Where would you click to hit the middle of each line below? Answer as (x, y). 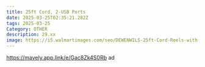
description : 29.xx (31, 35)
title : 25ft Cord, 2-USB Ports (46, 12)
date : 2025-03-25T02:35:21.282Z (47, 18)
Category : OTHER (27, 29)
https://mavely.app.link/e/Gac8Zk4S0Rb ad (60, 58)
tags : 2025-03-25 (28, 23)
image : (15, 40)
